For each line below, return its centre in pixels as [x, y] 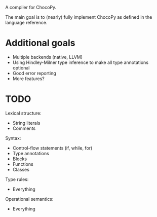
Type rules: [17, 179]
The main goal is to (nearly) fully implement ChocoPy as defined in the [79, 17]
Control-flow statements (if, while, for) [52, 148]
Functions [23, 164]
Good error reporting [34, 73]
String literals [26, 123]
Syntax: [13, 138]
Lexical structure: [23, 113]
